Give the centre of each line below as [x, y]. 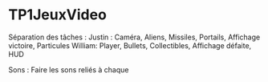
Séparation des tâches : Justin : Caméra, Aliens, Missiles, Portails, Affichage [134, 37]
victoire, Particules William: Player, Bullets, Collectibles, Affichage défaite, [130, 45]
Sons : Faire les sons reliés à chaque [69, 69]
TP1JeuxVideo [57, 15]
